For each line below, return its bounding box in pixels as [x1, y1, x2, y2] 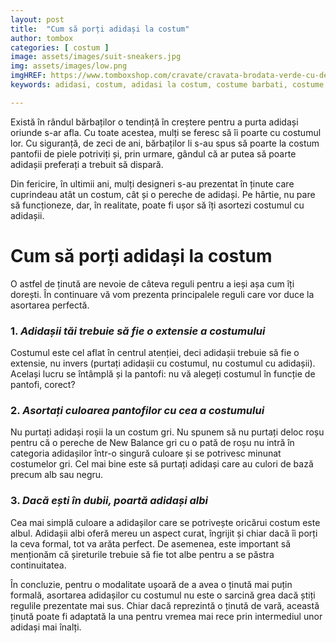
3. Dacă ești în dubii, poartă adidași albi [10, 494, 208, 508]
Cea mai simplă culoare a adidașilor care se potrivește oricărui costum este [10, 516, 321, 528]
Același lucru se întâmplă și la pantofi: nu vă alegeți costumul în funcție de [10, 367, 316, 380]
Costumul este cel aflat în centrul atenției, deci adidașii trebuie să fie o [10, 346, 300, 358]
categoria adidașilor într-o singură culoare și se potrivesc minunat [10, 447, 282, 460]
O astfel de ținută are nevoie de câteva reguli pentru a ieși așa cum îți [10, 277, 295, 290]
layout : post [10, 14, 65, 25]
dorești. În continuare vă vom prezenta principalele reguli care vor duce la [10, 288, 315, 300]
